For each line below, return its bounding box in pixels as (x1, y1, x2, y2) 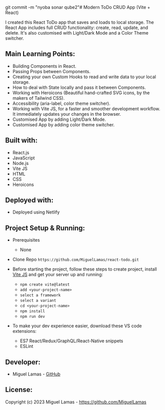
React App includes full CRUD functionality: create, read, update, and (5, 25, 148, 31)
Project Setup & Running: (5, 224, 85, 232)
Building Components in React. (12, 63, 77, 69)
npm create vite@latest (20, 282, 70, 287)
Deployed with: (5, 196, 54, 204)
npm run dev (20, 314, 45, 319)
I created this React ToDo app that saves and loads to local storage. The (5, 20, 154, 25)
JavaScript (12, 155, 35, 161)
